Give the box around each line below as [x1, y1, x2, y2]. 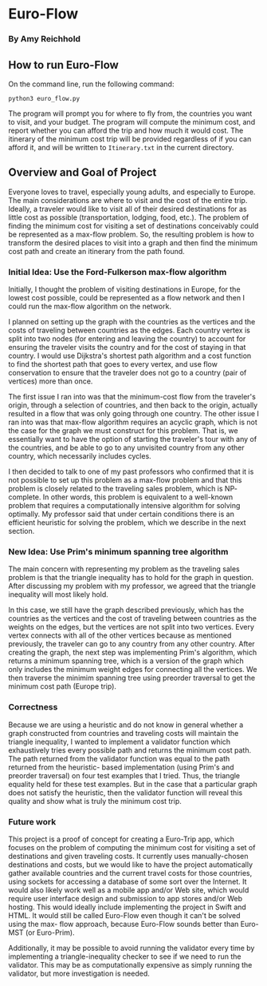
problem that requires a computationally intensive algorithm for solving [8, 501, 241, 511]
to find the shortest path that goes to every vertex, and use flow [8, 360, 218, 369]
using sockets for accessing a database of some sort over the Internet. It [8, 877, 247, 886]
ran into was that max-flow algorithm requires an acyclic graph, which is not [8, 417, 257, 427]
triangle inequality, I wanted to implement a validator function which [8, 737, 231, 746]
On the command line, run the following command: [8, 79, 175, 89]
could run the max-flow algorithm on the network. [8, 301, 171, 312]
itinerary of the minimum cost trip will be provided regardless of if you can [8, 133, 252, 144]
